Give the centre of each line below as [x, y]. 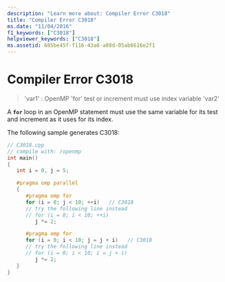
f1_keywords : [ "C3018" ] [41, 33]
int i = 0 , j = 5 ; [43, 171]
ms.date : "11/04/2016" [40, 26]
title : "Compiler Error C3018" [52, 20]
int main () [23, 158]
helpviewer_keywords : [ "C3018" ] [53, 39]
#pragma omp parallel [47, 183]
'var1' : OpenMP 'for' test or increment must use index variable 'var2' [122, 98]
